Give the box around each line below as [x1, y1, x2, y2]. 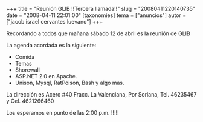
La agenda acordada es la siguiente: [6, 42, 97, 49]
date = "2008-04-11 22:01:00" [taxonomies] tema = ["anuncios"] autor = [6, 12, 187, 19]
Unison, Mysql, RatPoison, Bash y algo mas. [14, 79, 125, 86]
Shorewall [14, 66, 40, 73]
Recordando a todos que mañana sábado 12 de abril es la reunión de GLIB [6, 30, 190, 37]
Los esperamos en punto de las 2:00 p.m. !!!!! [6, 109, 119, 116]
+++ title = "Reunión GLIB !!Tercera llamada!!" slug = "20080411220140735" [6, 5, 195, 12]
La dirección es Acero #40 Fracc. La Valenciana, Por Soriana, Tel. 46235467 [6, 91, 197, 98]
